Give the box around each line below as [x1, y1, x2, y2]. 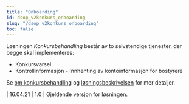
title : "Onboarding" [6, 9, 59, 15]
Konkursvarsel [15, 61, 52, 68]
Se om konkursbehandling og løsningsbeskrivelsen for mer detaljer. [6, 79, 175, 86]
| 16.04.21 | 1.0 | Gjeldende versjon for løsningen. [6, 91, 128, 98]
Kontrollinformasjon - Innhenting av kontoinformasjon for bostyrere [15, 68, 184, 75]
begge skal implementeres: [6, 49, 74, 57]
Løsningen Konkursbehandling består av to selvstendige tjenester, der [6, 43, 182, 50]
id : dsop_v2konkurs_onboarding [6, 15, 86, 21]
